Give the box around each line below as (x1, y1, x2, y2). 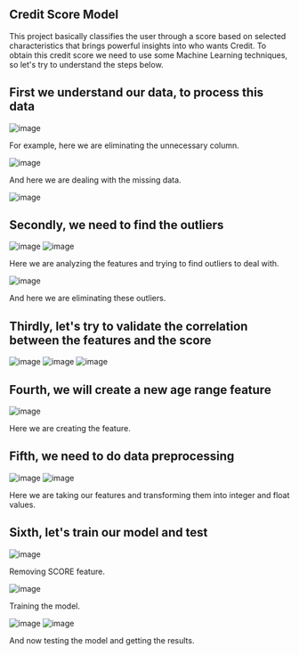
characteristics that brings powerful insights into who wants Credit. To (9, 40, 267, 51)
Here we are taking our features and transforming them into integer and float (9, 489, 290, 500)
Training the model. (9, 601, 80, 611)
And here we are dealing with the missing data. (9, 174, 182, 185)
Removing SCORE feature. (9, 566, 105, 577)
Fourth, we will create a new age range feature (9, 382, 271, 397)
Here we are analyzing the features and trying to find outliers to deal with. (9, 258, 279, 269)
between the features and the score (9, 332, 212, 348)
